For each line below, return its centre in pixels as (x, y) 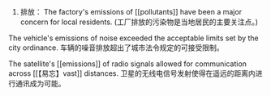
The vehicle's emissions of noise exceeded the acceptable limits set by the (134, 38)
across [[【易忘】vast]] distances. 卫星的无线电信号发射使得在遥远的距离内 (132, 73)
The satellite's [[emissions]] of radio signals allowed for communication (128, 64)
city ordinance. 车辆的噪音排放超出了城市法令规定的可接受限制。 (116, 48)
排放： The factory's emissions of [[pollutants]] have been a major (131, 12)
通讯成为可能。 (40, 83)
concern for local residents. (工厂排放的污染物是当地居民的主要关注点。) (139, 22)
